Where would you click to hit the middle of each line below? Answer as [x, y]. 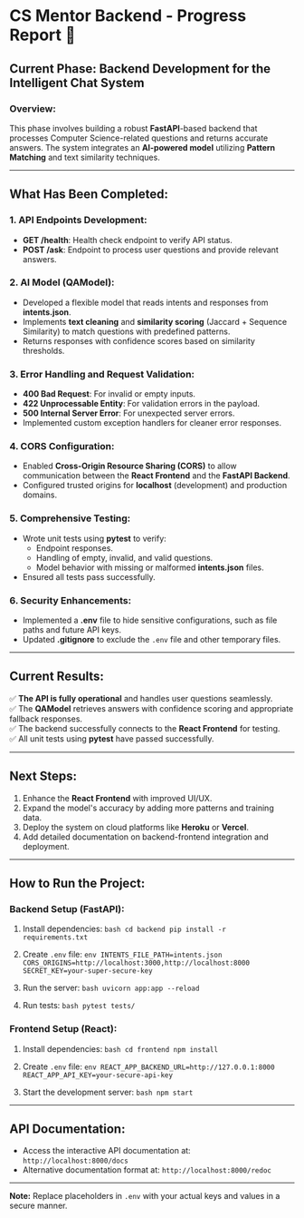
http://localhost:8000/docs [75, 1161]
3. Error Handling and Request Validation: [102, 374]
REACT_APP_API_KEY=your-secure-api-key [98, 1075]
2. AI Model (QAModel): [62, 282]
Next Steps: [43, 776]
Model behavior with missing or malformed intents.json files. [150, 567]
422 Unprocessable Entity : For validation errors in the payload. [141, 404]
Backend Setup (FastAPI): [67, 909]
